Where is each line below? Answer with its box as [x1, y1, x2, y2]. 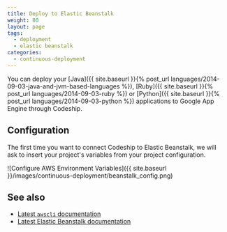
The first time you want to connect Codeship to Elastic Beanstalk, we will [7, 143, 217, 151]
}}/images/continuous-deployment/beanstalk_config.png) [7, 171, 173, 180]
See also [7, 191, 45, 203]
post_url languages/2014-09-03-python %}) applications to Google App [7, 97, 214, 105]
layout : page [7, 23, 45, 30]
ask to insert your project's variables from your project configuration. [7, 150, 206, 159]
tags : [7, 29, 23, 37]
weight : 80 [7, 17, 39, 24]
